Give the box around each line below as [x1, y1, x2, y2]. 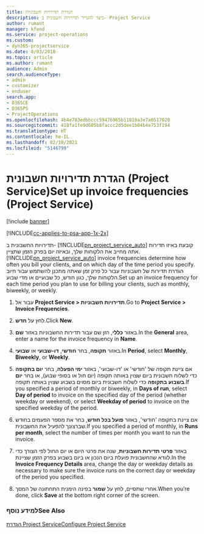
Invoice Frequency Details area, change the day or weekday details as [15, 460, 193, 467]
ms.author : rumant [6, 60, 53, 66]
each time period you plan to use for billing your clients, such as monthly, [6, 280, 190, 287]
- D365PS [6, 105, 29, 112]
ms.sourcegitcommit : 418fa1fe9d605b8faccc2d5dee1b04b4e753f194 [6, 123, 171, 129]
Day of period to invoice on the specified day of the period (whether [15, 391, 187, 399]
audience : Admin [6, 65, 47, 72]
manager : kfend [6, 26, 45, 32]
